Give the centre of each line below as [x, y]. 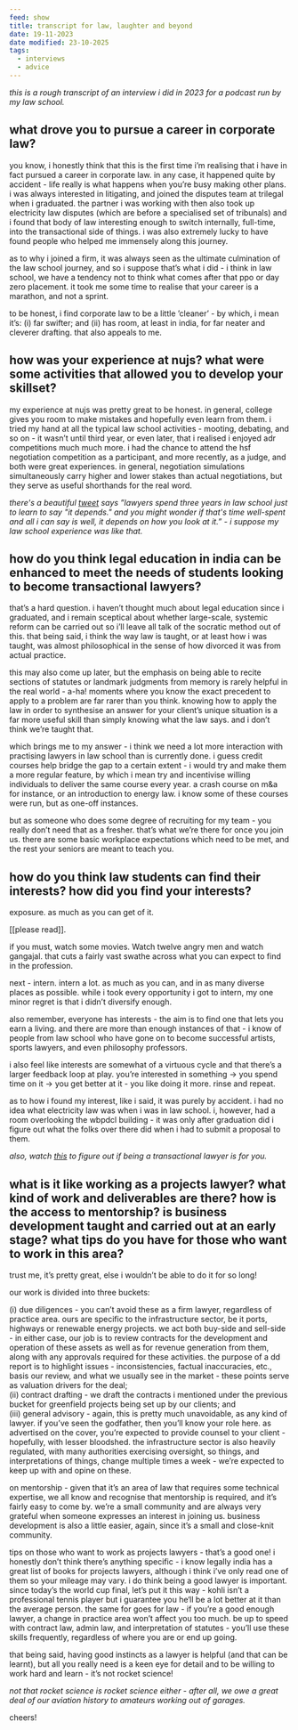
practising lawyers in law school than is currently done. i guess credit [136, 756]
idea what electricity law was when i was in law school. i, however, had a [142, 1110]
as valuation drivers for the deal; [68, 1385]
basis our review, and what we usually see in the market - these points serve [149, 1376]
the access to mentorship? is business [118, 1212]
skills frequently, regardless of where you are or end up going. [123, 1637]
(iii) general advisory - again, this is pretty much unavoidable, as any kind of [148, 1413]
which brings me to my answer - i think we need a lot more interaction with [146, 747]
